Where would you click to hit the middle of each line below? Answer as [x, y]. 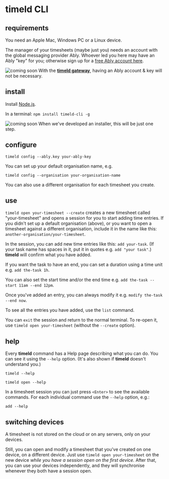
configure [21, 145]
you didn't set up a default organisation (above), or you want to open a [78, 223]
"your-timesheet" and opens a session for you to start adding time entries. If [84, 218]
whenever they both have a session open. [49, 471]
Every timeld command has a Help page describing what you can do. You [82, 353]
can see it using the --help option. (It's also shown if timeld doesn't [76, 359]
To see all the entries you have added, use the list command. [70, 310]
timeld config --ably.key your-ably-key [48, 156]
